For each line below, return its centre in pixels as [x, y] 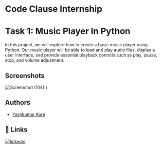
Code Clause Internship [54, 9]
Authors [18, 102]
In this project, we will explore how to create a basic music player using [76, 45]
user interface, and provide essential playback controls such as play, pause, [81, 55]
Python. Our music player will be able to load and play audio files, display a [80, 50]
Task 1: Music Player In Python [68, 31]
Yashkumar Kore [28, 114]
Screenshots [25, 76]
